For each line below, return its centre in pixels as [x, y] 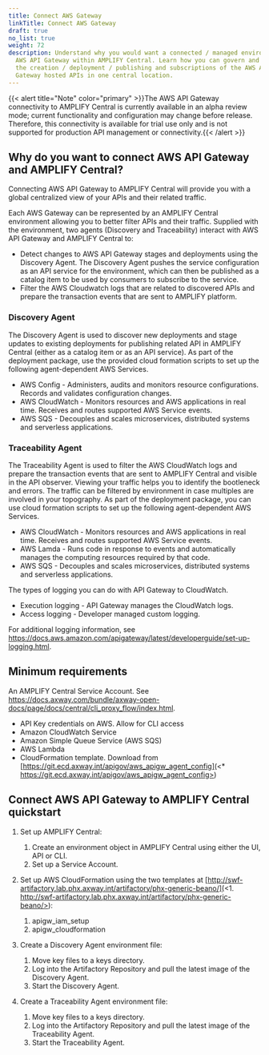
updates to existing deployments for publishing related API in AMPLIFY [125, 343]
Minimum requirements [68, 672]
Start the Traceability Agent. [78, 1042]
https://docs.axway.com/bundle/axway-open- [84, 699]
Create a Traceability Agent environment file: [94, 1001]
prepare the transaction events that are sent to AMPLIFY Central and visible [133, 474]
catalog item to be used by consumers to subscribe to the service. [129, 280]
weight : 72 [26, 46]
